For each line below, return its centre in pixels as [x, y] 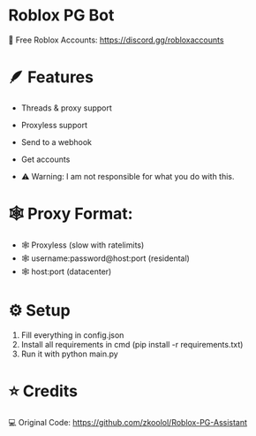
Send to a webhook [56, 142]
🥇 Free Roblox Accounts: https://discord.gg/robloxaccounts [116, 40]
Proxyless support [54, 125]
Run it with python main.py [69, 354]
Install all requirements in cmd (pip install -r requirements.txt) [132, 344]
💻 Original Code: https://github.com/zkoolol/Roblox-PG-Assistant [128, 422]
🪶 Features [51, 77]
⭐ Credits [43, 391]
